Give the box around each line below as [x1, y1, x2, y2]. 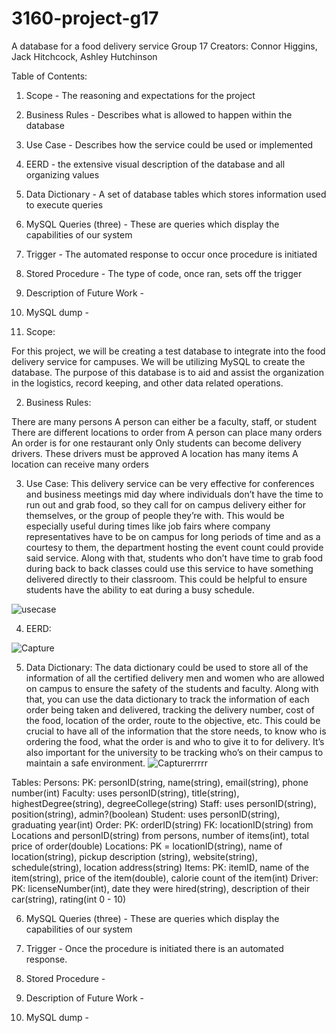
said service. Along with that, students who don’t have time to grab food [25, 552, 324, 564]
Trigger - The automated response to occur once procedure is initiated [25, 248, 318, 260]
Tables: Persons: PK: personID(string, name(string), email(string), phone [11, 776, 309, 788]
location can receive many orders [11, 458, 149, 470]
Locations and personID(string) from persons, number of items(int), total [11, 829, 309, 841]
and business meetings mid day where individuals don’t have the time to [25, 488, 324, 500]
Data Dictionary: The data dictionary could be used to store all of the [25, 661, 309, 673]
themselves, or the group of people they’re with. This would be [25, 509, 285, 521]
